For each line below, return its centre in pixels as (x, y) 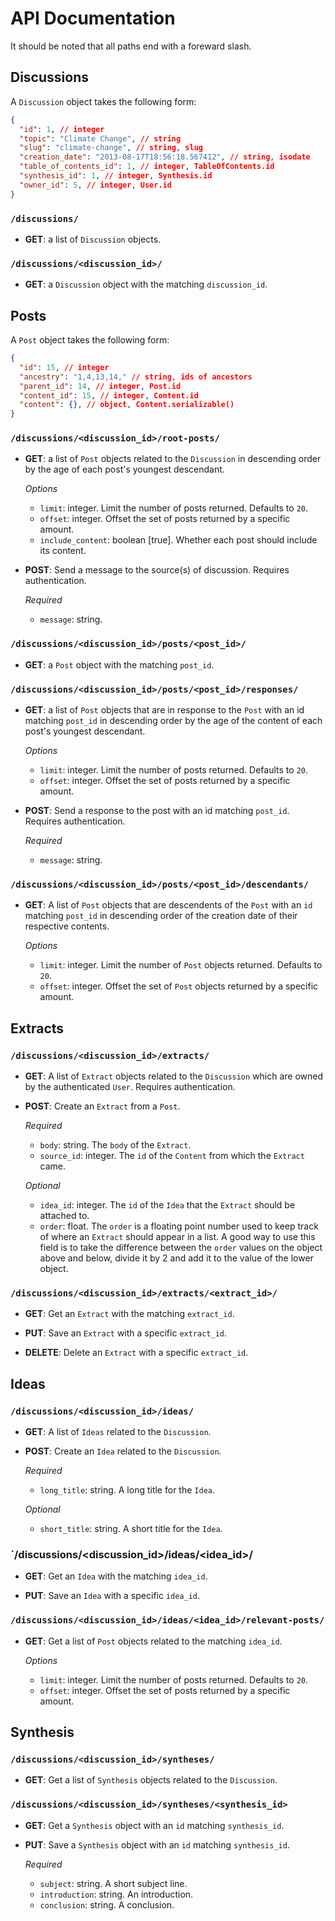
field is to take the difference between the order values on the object (181, 1248)
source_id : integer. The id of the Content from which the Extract (172, 1156)
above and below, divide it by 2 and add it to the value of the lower (176, 1258)
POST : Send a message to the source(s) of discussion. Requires (157, 570)
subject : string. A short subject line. (113, 1883)
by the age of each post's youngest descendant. (124, 469)
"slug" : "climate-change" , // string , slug (111, 148)
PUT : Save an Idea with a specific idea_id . (112, 1596)
